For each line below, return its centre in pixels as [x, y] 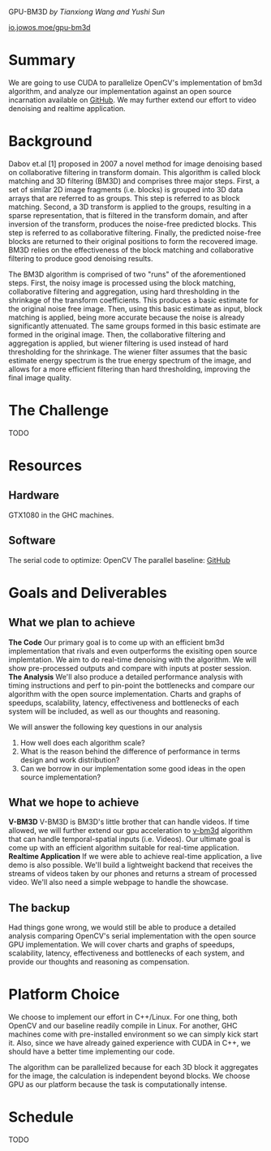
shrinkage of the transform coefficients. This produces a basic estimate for [134, 300]
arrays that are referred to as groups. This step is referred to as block [124, 198]
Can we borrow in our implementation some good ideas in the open [133, 768]
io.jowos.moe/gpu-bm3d [49, 27]
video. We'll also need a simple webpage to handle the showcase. [118, 883]
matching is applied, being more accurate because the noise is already [127, 317]
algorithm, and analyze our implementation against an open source [120, 91]
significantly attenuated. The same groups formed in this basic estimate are [135, 326]
